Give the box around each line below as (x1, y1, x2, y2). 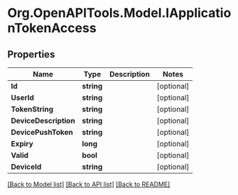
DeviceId (11, 162, 42, 172)
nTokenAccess (7, 20, 97, 36)
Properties (7, 48, 55, 60)
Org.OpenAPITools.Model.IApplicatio (7, 5, 232, 21)
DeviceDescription (11, 116, 76, 126)
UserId (11, 93, 34, 102)
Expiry (11, 139, 33, 148)
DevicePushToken (11, 128, 73, 137)
